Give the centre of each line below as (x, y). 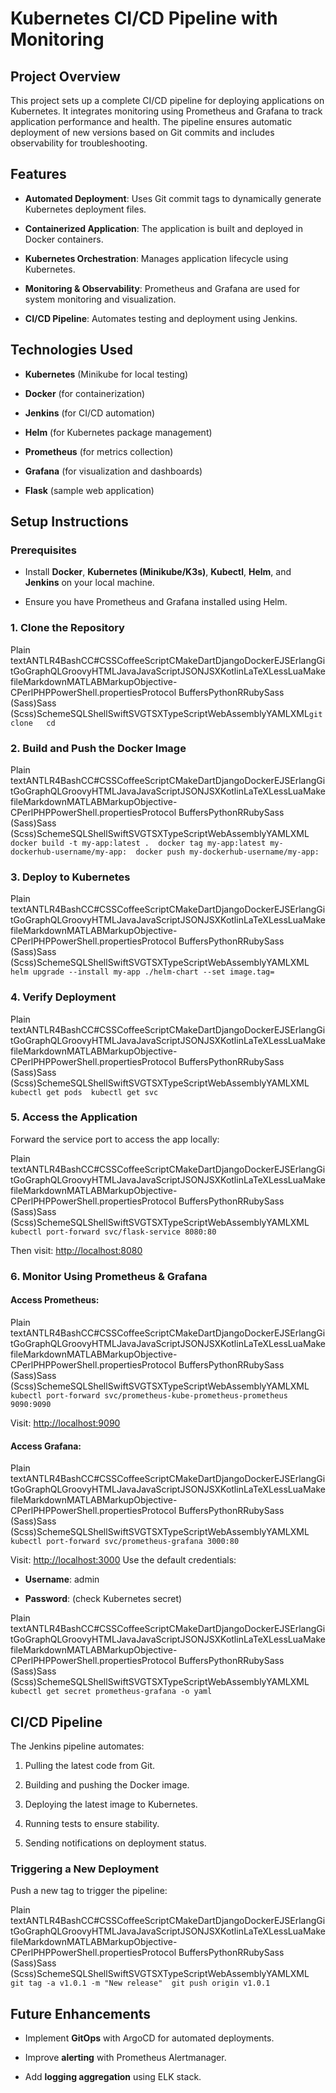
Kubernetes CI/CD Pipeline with (144, 18)
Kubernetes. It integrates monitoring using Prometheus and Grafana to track (166, 111)
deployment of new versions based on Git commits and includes (142, 132)
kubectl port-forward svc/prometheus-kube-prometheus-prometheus (149, 1395)
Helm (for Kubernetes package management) (118, 432)
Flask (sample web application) (89, 490)
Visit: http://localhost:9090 (65, 1423)
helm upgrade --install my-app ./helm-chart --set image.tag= (142, 972)
